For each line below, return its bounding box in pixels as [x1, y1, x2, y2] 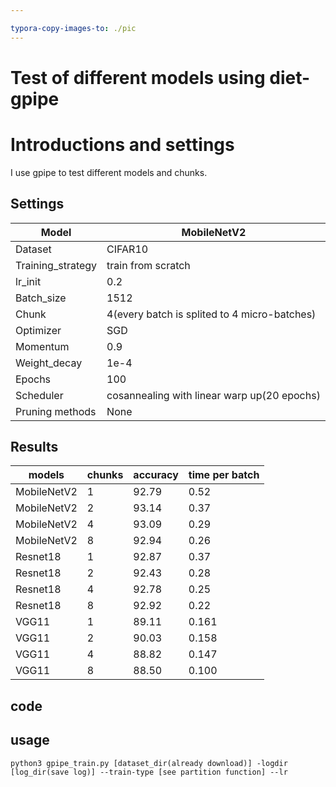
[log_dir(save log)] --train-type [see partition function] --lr [10, 767, 288, 777]
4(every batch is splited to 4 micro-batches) [106, 307, 317, 321]
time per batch [188, 468, 260, 482]
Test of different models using [10, 66, 266, 89]
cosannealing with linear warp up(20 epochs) [106, 388, 321, 402]
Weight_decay [15, 356, 83, 370]
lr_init [15, 274, 42, 288]
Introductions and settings [10, 134, 235, 156]
